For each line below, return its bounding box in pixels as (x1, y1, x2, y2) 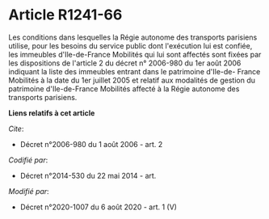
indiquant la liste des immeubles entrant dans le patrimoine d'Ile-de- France (8, 66, 261, 76)
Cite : (8, 124, 24, 133)
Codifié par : (8, 155, 48, 165)
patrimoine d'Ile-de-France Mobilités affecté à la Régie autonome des (8, 83, 240, 94)
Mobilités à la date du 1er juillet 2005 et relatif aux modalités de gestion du (8, 75, 256, 85)
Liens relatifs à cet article (8, 107, 95, 118)
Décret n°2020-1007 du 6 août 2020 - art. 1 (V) (19, 202, 178, 212)
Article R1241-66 (8, 6, 123, 24)
